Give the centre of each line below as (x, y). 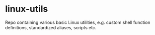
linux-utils (27, 9)
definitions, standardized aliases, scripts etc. (51, 27)
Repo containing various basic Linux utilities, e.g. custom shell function (78, 22)
